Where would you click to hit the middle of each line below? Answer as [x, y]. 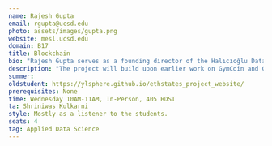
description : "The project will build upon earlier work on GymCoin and [134, 69]
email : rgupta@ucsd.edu [49, 24]
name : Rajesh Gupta [41, 16]
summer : [21, 76]
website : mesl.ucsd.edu [49, 39]
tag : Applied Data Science [54, 129]
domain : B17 [28, 46]
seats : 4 [23, 122]
